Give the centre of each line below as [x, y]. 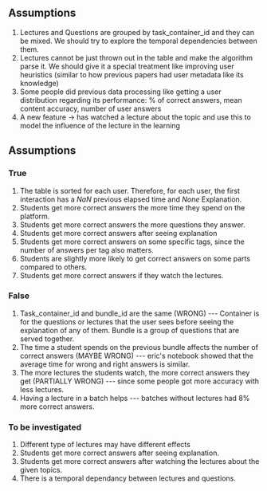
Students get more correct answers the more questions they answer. [132, 224]
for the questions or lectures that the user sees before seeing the [127, 321]
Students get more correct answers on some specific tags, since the [132, 242]
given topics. [41, 470]
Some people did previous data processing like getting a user [120, 92]
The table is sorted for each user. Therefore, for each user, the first [130, 191]
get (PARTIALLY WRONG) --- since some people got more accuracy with [139, 381]
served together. [47, 339]
